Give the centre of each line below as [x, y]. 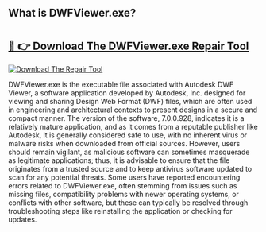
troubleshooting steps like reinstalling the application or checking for [120, 211]
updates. [23, 219]
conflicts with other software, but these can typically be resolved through [128, 203]
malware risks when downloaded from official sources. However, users [124, 143]
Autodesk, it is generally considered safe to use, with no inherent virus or [128, 135]
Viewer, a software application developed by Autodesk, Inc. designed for [127, 93]
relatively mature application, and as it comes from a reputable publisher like [133, 127]
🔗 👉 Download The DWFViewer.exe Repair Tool [129, 46]
